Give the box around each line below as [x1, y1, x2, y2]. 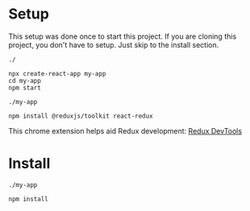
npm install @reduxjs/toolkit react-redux [8, 112, 153, 120]
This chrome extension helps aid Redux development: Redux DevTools [8, 126, 243, 135]
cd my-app [8, 77, 42, 85]
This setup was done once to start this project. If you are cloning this [8, 31, 237, 41]
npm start [8, 84, 42, 92]
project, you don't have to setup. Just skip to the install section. [8, 39, 219, 49]
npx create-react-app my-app [8, 69, 106, 77]
